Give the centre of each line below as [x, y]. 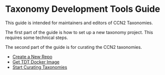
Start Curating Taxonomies [40, 67]
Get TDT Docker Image [36, 62]
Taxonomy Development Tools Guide [83, 9]
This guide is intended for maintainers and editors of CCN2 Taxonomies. [79, 23]
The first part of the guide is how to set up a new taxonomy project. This [79, 32]
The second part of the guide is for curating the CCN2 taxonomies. [74, 47]
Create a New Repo [32, 56]
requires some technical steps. [37, 37]
